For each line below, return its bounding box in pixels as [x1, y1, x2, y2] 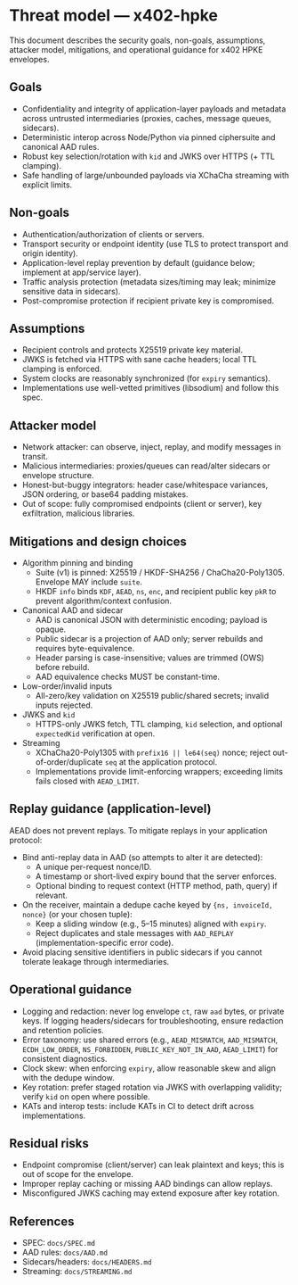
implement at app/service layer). [21, 267, 141, 278]
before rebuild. [35, 662, 91, 672]
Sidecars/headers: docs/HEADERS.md [21, 1256, 152, 1267]
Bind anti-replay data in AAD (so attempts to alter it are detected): [21, 851, 263, 862]
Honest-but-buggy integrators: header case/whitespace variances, [21, 479, 269, 491]
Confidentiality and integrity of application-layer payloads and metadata [21, 104, 286, 114]
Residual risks [9, 1136, 89, 1151]
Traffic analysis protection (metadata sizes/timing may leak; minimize [21, 276, 276, 286]
